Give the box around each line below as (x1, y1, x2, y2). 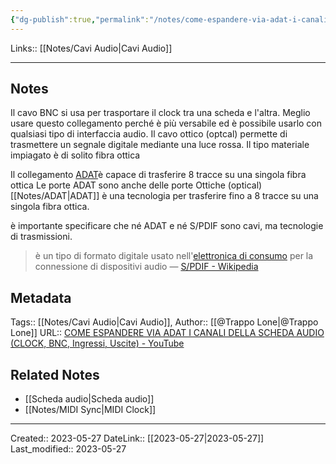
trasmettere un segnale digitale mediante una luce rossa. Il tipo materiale (10, 139, 310, 151)
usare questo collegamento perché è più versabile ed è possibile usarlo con (10, 117, 323, 130)
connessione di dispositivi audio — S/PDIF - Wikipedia (34, 261, 259, 273)
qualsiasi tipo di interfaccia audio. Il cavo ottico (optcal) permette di (10, 128, 288, 140)
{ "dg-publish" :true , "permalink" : (10, 14, 150, 25)
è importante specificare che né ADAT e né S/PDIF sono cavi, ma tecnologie (10, 220, 324, 232)
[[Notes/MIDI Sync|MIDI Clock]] (24, 404, 157, 416)
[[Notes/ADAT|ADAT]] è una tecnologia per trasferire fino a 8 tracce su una (10, 190, 319, 202)
